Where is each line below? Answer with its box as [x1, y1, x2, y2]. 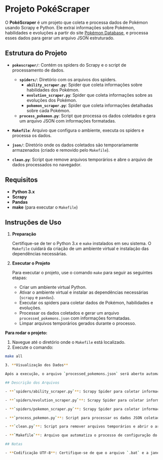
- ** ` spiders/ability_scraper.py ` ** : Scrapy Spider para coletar [5, 389, 140, 394]
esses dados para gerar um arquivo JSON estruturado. [5, 35, 115, 41]
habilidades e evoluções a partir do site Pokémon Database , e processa [5, 30, 148, 35]
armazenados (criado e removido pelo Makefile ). [12, 147, 110, 153]
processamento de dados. [12, 67, 65, 73]
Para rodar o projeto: [5, 330, 48, 336]
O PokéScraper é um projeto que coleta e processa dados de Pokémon [5, 19, 148, 25]
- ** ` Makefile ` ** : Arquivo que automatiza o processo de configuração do [5, 433, 158, 438]
